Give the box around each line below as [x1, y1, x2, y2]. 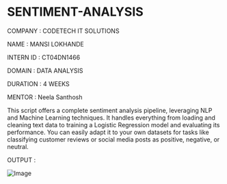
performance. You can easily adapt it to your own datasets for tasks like [7, 128, 210, 136]
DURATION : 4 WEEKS [7, 79, 70, 88]
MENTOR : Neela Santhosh [7, 93, 83, 101]
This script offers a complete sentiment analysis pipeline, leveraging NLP [7, 106, 213, 114]
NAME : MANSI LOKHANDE [7, 40, 84, 48]
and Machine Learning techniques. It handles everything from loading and [7, 114, 215, 122]
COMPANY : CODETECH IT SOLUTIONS [7, 27, 120, 35]
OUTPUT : [7, 155, 36, 164]
